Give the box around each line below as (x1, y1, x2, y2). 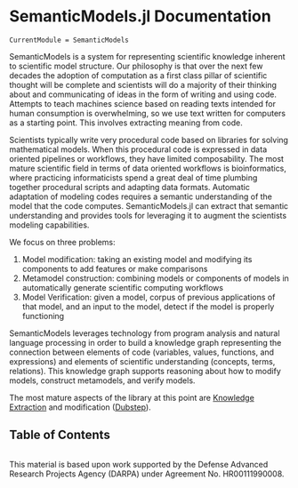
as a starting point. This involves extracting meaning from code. (9, 117, 243, 128)
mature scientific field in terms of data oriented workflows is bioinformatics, (9, 163, 287, 173)
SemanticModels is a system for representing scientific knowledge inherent (9, 51, 286, 61)
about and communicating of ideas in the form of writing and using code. (9, 89, 278, 100)
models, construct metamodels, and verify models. (9, 375, 196, 386)
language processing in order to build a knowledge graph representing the (9, 337, 282, 348)
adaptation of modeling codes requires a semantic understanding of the (9, 191, 273, 202)
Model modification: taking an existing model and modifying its (21, 253, 253, 264)
